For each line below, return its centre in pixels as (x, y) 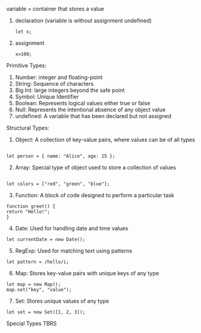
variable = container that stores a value (55, 9)
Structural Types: (28, 128)
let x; (23, 32)
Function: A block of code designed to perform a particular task (94, 195)
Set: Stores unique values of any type (62, 301)
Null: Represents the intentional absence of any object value (90, 110)
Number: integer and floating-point (59, 77)
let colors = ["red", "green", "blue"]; (58, 184)
